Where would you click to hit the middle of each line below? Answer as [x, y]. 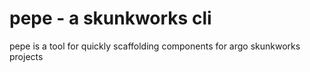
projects [26, 56]
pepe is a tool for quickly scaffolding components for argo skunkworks [155, 46]
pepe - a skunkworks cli [110, 18]
